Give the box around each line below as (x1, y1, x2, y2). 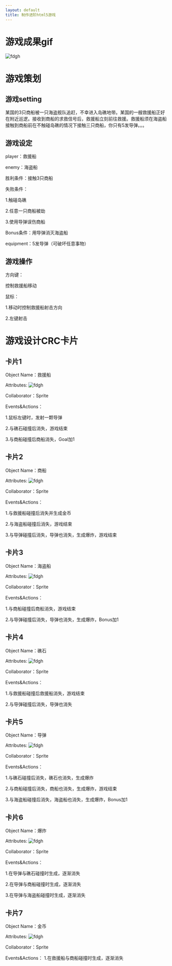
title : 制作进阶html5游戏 (5, 12, 56, 17)
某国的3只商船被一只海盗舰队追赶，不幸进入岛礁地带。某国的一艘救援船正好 (5, 109, 165, 115)
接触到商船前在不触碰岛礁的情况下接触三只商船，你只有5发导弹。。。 (5, 122, 147, 128)
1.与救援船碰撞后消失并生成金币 (5, 510, 72, 516)
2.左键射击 (5, 315, 28, 321)
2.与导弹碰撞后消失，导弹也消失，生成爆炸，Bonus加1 (5, 616, 119, 623)
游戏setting (5, 95, 42, 104)
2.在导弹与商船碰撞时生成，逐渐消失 (5, 881, 81, 887)
